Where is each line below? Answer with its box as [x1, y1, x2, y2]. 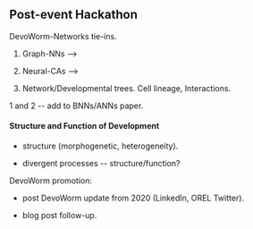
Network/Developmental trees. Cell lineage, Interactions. [21, 82, 231, 93]
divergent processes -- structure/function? [21, 158, 181, 169]
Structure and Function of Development [9, 121, 160, 131]
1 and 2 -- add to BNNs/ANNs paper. [9, 100, 144, 111]
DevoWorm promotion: [9, 175, 92, 186]
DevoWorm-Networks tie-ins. [9, 30, 118, 41]
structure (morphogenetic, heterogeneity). [21, 140, 179, 151]
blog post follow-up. [21, 210, 97, 221]
